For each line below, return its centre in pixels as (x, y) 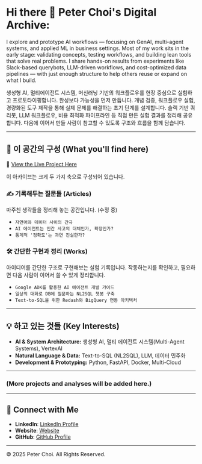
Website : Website (37, 431)
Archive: (28, 25)
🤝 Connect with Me (43, 409)
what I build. (22, 80)
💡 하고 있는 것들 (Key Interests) (63, 326)
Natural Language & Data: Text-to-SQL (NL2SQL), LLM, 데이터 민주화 (100, 356)
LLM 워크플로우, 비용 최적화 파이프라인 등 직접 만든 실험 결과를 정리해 (100, 115)
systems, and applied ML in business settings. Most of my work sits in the (98, 48)
